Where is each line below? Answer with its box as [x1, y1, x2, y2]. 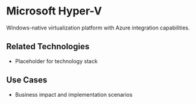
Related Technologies [6, 41, 90, 52]
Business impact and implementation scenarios [14, 91, 133, 98]
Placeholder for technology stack [14, 57, 98, 64]
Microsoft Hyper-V [6, 4, 103, 18]
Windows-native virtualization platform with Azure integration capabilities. [6, 24, 190, 31]
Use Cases [6, 75, 48, 85]
